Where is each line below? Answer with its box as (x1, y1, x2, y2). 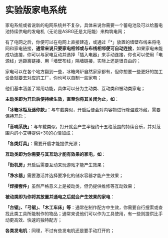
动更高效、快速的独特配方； (5, 216, 62, 223)
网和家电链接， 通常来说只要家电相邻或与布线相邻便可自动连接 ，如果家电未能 (5, 45, 163, 51)
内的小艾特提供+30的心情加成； (9, 130, 75, 136)
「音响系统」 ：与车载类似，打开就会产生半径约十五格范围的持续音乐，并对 (5, 123, 156, 129)
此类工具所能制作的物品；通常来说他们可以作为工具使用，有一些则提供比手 (9, 210, 163, 216)
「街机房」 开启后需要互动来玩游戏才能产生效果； (5, 161, 106, 168)
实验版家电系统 (5, 5, 67, 16)
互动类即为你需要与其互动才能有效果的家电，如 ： (5, 151, 106, 157)
